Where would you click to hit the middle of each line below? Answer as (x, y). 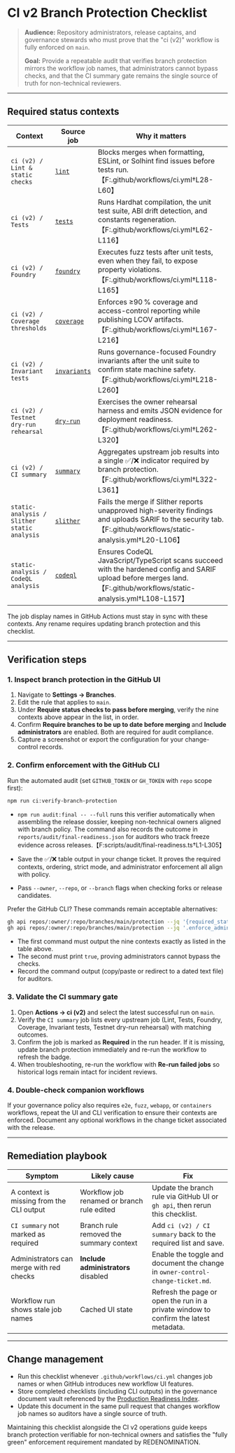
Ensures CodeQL (126, 552)
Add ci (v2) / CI (181, 1225)
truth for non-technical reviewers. (73, 83)
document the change (188, 1263)
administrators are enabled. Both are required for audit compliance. (115, 732)
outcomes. (33, 1035)
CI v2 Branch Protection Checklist (107, 13)
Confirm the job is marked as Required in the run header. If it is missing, (121, 1042)
